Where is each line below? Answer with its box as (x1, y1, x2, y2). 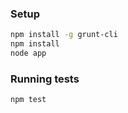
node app (10, 48, 47, 59)
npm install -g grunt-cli (10, 30, 118, 40)
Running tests (10, 72, 80, 86)
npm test (10, 95, 47, 105)
